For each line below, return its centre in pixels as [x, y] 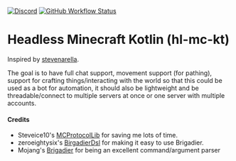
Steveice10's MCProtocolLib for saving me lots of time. [98, 135]
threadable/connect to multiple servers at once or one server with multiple [116, 95]
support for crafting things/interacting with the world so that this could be [115, 80]
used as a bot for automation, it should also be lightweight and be [103, 88]
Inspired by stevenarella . [43, 59]
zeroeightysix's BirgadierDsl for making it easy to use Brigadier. [111, 143]
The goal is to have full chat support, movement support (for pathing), [109, 73]
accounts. [22, 103]
